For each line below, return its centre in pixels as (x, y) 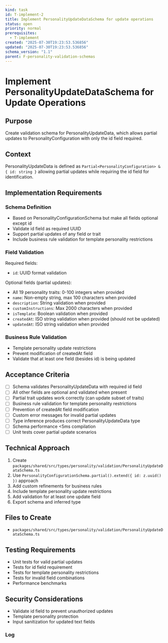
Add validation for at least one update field (56, 497)
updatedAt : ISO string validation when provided (61, 325)
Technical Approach (38, 448)
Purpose (19, 121)
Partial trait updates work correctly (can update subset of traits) (78, 398)
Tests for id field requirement (42, 567)
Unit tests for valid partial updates (47, 562)
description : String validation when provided (59, 303)
